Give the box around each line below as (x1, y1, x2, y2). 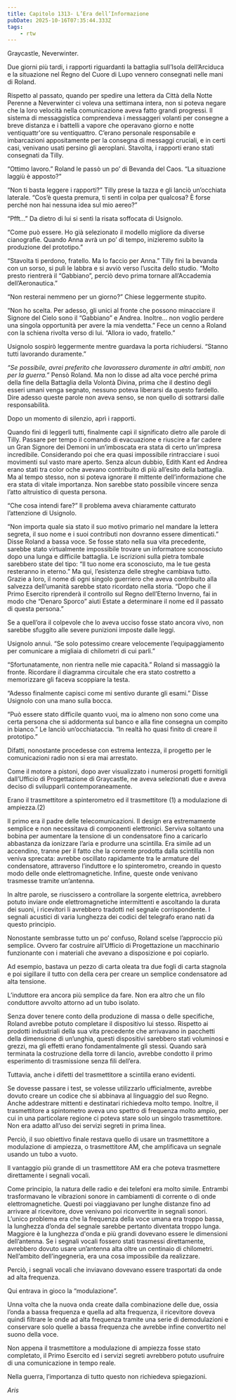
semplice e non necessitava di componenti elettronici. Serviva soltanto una (7, 824, 225, 833)
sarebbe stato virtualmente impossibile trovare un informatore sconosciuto (7, 545, 223, 553)
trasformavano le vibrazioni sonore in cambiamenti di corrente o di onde (7, 1193, 216, 1201)
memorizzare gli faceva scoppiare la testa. (7, 676, 131, 684)
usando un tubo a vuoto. (7, 1150, 79, 1159)
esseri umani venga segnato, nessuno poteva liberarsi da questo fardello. (7, 386, 220, 394)
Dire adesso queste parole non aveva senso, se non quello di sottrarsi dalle (7, 393, 225, 402)
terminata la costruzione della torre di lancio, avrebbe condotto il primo (7, 1049, 213, 1058)
